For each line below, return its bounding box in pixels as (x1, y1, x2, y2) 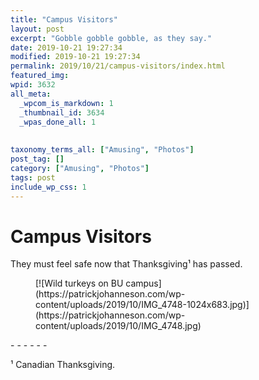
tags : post (10, 172, 56, 183)
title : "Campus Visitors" (10, 14, 118, 25)
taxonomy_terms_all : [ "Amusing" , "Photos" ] (10, 145, 195, 155)
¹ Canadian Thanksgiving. (10, 359, 116, 371)
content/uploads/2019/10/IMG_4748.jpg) (35, 320, 202, 332)
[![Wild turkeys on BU (35, 277, 124, 290)
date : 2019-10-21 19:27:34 (10, 42, 123, 53)
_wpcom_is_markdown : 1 (19, 98, 114, 108)
